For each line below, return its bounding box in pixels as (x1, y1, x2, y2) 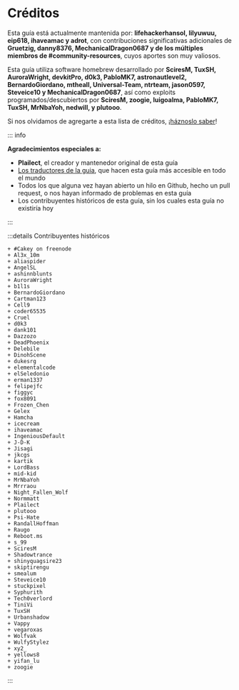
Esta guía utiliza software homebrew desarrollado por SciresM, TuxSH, (7, 65, 216, 73)
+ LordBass (7, 464, 40, 471)
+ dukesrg (7, 357, 37, 365)
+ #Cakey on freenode (7, 245, 72, 253)
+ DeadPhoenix (7, 339, 50, 346)
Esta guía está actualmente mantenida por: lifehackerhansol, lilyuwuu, (7, 29, 217, 37)
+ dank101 (7, 326, 37, 333)
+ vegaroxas (7, 626, 43, 633)
